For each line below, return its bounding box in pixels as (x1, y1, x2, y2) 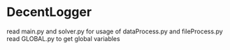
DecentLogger (6, 4, 92, 20)
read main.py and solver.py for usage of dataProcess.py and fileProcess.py (6, 27, 223, 35)
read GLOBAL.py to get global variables (6, 34, 120, 42)
